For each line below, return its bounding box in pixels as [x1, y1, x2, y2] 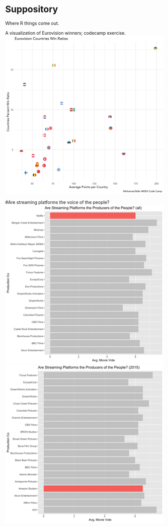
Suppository [5, 4, 58, 15]
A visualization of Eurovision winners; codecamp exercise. [5, 30, 126, 36]
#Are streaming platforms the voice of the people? [5, 199, 110, 205]
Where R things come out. [5, 20, 59, 26]
